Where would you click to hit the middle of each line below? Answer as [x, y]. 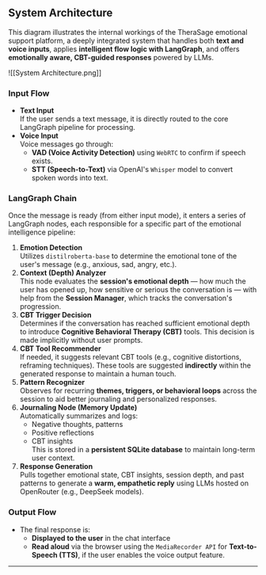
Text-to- [243, 546]
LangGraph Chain [43, 199]
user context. [53, 458]
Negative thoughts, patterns [77, 425]
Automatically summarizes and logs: [79, 416]
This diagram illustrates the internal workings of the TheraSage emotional [128, 32]
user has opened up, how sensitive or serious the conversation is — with [138, 290]
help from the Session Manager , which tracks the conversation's [126, 298]
